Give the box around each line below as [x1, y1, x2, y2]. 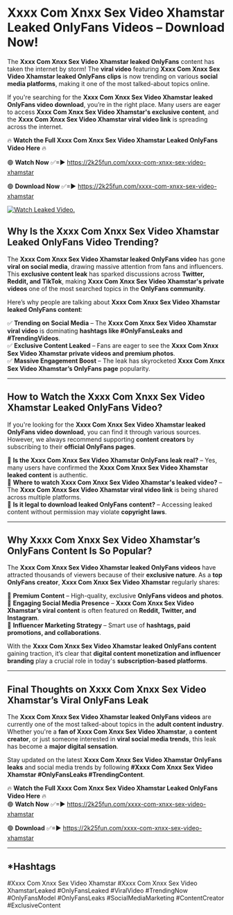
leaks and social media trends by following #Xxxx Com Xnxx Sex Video [7, 763, 214, 772]
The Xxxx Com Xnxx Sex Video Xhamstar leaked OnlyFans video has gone [7, 255, 225, 263]
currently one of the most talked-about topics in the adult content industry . [7, 720, 224, 729]
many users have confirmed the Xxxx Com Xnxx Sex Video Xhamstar [7, 463, 209, 472]
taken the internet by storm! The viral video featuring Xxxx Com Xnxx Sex [7, 65, 221, 73]
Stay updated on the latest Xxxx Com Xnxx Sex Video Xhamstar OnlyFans [7, 756, 223, 764]
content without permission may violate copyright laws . [7, 507, 167, 516]
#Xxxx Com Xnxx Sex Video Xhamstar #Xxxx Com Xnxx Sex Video [7, 879, 198, 887]
